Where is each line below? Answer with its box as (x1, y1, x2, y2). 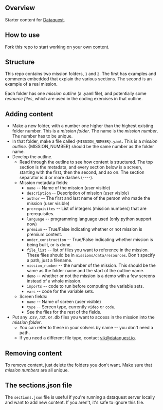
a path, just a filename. (26, 258, 72, 263)
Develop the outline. (12, 154, 53, 160)
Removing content (5, 349, 62, 357)
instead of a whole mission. (26, 278, 82, 284)
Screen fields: (19, 294, 48, 299)
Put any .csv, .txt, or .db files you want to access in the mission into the (12, 314, 155, 320)
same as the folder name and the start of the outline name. (26, 268, 145, 274)
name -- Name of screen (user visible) (26, 299, 101, 305)
